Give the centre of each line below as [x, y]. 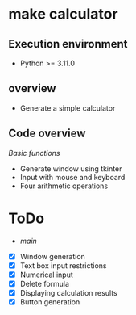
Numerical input [47, 275]
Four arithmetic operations [64, 186]
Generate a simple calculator [68, 108]
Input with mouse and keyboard [72, 177]
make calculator [63, 14]
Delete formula [45, 283]
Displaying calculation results [69, 292]
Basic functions [34, 153]
